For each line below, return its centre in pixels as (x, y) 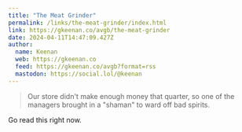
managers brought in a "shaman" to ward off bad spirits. (119, 104)
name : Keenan (37, 52)
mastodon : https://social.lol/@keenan (79, 74)
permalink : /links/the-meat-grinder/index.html (88, 23)
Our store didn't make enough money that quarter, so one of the (131, 96)
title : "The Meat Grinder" (52, 15)
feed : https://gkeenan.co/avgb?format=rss (86, 67)
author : (21, 45)
